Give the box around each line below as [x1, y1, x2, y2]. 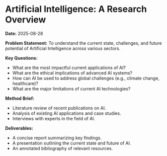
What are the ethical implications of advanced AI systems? [12, 70, 133, 76]
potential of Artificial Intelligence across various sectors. [5, 45, 121, 51]
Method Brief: [5, 95, 35, 101]
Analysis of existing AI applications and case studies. [12, 110, 121, 116]
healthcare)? [12, 80, 38, 86]
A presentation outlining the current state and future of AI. [12, 140, 131, 146]
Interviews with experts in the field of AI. [12, 115, 95, 121]
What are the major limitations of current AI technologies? [12, 85, 131, 91]
